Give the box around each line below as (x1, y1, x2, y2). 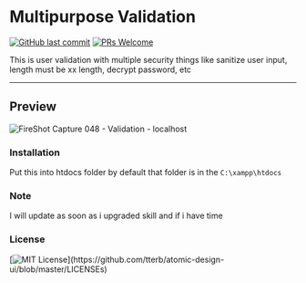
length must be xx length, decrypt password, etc (9, 64, 192, 75)
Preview (9, 99, 57, 115)
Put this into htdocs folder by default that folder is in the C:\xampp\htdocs (9, 167, 282, 178)
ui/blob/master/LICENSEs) (9, 263, 107, 275)
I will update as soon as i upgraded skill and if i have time (9, 210, 223, 221)
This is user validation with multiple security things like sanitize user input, (9, 54, 288, 65)
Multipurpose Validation (9, 6, 196, 27)
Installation (9, 146, 61, 159)
